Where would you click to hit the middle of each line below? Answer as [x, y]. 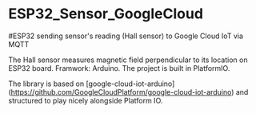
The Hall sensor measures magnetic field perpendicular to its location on [128, 60]
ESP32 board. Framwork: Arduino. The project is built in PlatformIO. [119, 68]
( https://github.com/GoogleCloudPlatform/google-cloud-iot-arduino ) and [128, 92]
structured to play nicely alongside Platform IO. [86, 100]
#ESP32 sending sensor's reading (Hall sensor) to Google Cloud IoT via [126, 36]
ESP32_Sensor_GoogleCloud [106, 14]
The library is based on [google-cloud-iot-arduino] [92, 84]
